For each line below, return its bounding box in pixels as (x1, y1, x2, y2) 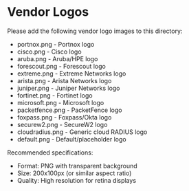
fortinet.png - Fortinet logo (16, 91, 93, 100)
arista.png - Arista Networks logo (16, 76, 112, 85)
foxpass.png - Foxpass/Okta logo (16, 113, 112, 121)
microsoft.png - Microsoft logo (16, 98, 104, 106)
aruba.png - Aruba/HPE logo (16, 54, 98, 63)
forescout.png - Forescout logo (16, 62, 107, 70)
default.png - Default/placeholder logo (16, 135, 126, 143)
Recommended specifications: (7, 148, 93, 157)
